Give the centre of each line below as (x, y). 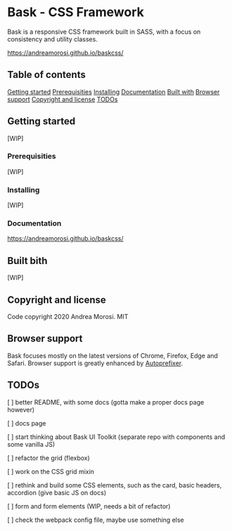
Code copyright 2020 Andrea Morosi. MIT (68, 317)
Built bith (27, 261)
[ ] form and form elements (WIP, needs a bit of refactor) (89, 506)
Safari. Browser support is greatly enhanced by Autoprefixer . (95, 363)
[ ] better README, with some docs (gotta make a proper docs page (106, 402)
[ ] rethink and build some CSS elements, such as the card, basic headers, (115, 485)
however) (21, 409)
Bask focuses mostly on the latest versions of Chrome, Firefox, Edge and (112, 355)
